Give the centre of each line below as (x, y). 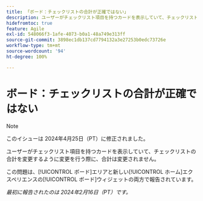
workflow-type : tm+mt (34, 46)
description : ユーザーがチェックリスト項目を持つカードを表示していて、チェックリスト (102, 18)
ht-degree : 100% (27, 57)
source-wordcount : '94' (36, 51)
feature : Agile (25, 29)
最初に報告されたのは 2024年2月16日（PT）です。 (69, 192)
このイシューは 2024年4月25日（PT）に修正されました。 (78, 138)
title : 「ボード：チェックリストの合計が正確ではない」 (67, 12)
